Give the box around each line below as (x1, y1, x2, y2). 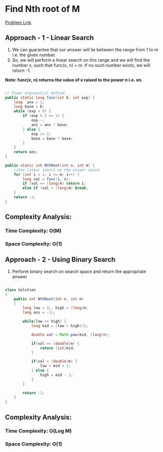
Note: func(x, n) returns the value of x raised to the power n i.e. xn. (5, 77, 143, 82)
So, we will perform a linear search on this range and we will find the (12, 57, 150, 63)
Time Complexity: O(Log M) (5, 428, 72, 434)
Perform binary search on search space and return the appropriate (12, 268, 146, 274)
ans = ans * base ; (31, 122, 69, 127)
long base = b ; (14, 104, 45, 109)
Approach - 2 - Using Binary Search (5, 255, 116, 264)
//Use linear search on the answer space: (14, 167, 102, 172)
